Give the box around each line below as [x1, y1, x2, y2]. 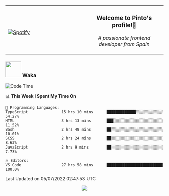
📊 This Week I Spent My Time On [5, 93, 76, 100]
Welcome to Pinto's [96, 14, 152, 22]
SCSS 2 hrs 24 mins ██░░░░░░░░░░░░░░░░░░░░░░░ [5, 136, 163, 141]
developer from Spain [98, 40, 150, 47]
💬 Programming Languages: [5, 105, 59, 110]
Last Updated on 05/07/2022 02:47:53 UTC [5, 176, 96, 182]
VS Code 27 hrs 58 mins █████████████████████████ [5, 163, 163, 168]
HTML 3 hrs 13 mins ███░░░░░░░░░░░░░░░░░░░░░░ [5, 118, 163, 123]
